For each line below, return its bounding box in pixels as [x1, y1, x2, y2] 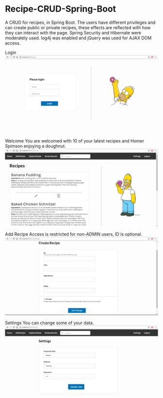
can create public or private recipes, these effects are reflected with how [5, 24, 151, 30]
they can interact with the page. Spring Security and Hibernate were [5, 30, 142, 35]
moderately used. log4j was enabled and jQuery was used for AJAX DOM [5, 35, 152, 41]
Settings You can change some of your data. [5, 320, 94, 326]
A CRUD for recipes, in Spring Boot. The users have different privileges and [5, 19, 156, 25]
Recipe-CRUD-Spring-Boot [5, 3, 116, 15]
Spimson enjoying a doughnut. [5, 143, 66, 149]
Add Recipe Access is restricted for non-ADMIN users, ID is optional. [5, 231, 142, 237]
